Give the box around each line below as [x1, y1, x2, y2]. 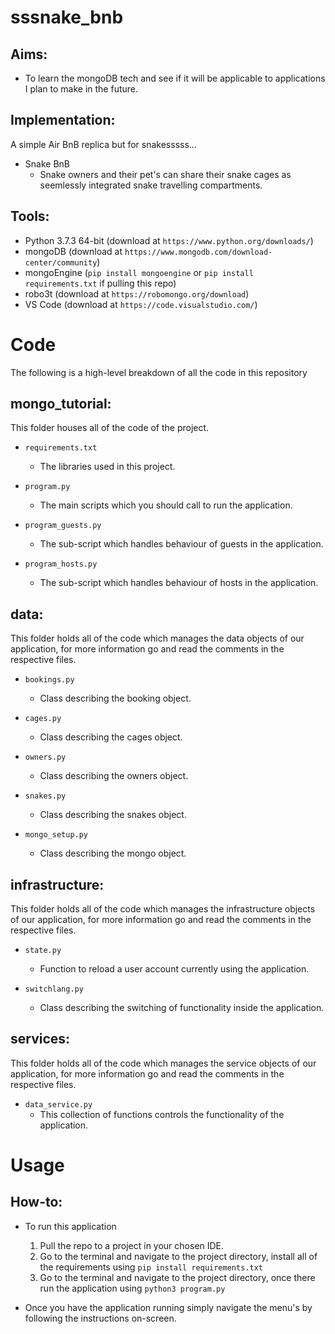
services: [10, 1031, 71, 1048]
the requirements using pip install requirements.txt [39, 1261, 263, 1273]
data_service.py [24, 1099, 93, 1110]
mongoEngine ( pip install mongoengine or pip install [24, 266, 254, 278]
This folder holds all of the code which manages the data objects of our [10, 632, 305, 645]
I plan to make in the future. [24, 83, 139, 95]
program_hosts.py [24, 559, 98, 570]
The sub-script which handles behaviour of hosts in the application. [39, 577, 319, 589]
